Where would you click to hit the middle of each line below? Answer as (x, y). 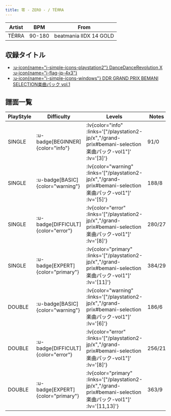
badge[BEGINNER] (59, 142)
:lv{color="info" (105, 125)
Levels (114, 116)
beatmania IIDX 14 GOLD (84, 36)
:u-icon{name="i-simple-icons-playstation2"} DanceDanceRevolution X (88, 68)
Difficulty (59, 116)
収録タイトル (25, 55)
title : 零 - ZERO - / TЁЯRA (35, 10)
